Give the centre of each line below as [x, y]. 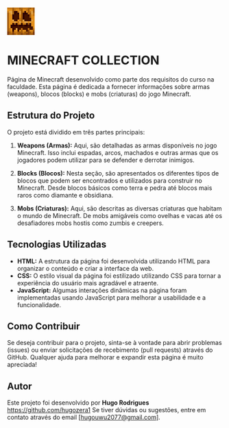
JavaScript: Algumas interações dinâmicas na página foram [102, 290]
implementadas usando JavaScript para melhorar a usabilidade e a [111, 297]
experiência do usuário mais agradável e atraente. [88, 283]
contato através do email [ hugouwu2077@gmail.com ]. [84, 417]
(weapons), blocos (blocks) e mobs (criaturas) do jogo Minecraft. [99, 94]
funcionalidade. [39, 305]
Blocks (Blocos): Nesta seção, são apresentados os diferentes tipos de [118, 173]
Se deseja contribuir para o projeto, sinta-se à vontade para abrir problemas [114, 343]
